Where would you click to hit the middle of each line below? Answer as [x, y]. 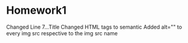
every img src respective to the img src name [62, 33]
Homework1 [37, 10]
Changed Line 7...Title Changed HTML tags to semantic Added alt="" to [94, 27]
